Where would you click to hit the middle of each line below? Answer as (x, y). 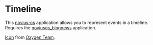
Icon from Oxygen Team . (30, 37)
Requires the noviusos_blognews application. (51, 27)
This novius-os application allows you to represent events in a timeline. (77, 22)
